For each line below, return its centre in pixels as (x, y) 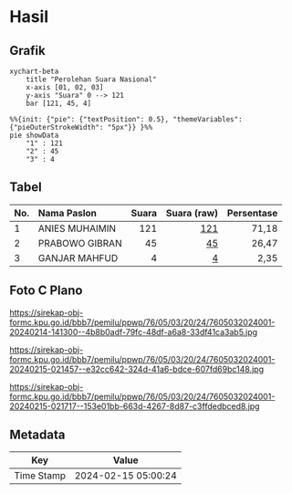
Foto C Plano (46, 291)
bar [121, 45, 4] (59, 103)
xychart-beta (34, 71)
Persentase (252, 213)
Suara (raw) (192, 213)
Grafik (27, 51)
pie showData (34, 135)
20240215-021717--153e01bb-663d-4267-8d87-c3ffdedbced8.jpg (135, 406)
